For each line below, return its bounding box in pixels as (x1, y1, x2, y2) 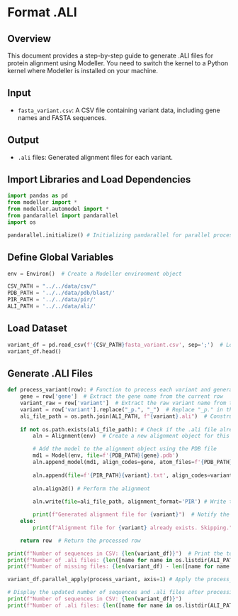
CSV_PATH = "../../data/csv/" (7, 283, 97, 290)
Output (7, 134, 39, 146)
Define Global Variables (7, 252, 114, 264)
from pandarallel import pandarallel (7, 212, 119, 220)
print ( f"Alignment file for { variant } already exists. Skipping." (33, 524, 233, 531)
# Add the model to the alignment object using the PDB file (33, 445, 217, 453)
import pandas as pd (7, 193, 69, 200)
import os (7, 218, 37, 226)
